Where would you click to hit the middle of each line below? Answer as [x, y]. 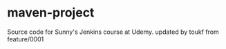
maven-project [51, 13]
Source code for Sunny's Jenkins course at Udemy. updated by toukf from [113, 32]
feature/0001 [26, 39]
